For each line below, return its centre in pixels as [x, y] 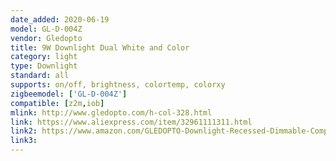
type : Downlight [44, 66]
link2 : [24, 131]
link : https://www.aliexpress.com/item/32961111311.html [131, 122]
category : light [44, 57]
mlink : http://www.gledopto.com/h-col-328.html [111, 112]
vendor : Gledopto [46, 38]
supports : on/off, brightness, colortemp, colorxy [118, 85]
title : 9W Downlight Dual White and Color [100, 47]
